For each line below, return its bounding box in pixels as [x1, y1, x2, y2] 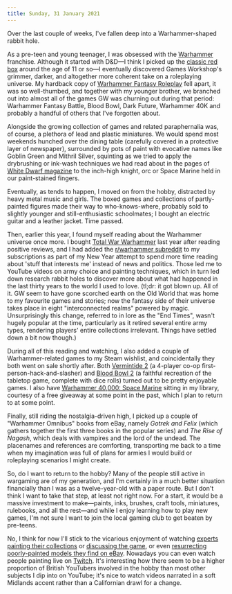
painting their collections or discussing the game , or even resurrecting [7, 541, 207, 550]
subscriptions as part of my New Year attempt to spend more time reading [7, 252, 218, 261]
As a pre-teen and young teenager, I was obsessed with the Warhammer [7, 50, 214, 58]
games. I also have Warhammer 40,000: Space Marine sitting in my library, [7, 383, 220, 392]
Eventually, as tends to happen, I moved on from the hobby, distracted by [7, 187, 215, 195]
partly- [195, 195, 215, 203]
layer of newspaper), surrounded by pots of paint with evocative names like [7, 144, 222, 152]
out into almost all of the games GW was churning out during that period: [7, 94, 215, 103]
